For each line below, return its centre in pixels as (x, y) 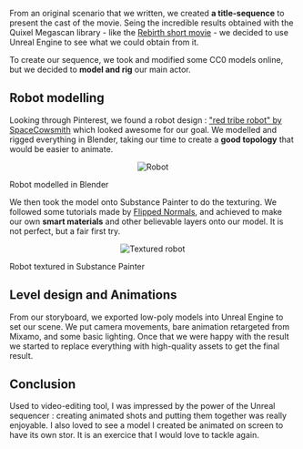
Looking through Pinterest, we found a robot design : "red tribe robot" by (146, 120)
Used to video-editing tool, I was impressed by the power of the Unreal (142, 406)
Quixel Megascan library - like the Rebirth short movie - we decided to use (149, 32)
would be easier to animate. (61, 148)
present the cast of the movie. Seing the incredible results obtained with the (151, 23)
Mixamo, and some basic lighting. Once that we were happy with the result (149, 336)
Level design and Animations (93, 295)
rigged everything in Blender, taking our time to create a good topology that (151, 139)
